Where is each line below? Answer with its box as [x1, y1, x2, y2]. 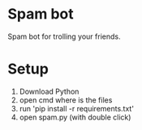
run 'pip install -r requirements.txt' [19, 103, 135, 113]
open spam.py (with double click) [19, 112, 131, 122]
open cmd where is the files [19, 94, 113, 105]
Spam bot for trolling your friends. [7, 31, 121, 41]
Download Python [19, 86, 80, 96]
